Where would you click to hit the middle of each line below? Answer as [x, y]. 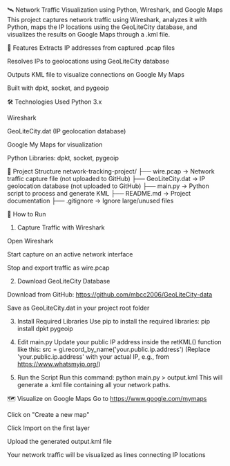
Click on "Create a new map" [48, 414]
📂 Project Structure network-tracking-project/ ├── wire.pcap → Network [111, 171]
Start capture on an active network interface [70, 254]
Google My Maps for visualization [55, 145]
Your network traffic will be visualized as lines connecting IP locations [106, 455]
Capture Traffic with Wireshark [61, 227]
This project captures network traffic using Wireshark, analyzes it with [107, 20]
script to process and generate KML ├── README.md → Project [99, 193]
